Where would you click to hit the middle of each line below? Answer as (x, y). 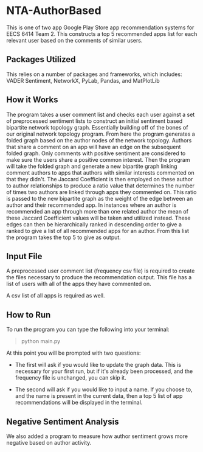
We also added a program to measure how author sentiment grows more (97, 436)
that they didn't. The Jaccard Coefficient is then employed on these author (100, 179)
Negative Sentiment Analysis (63, 421)
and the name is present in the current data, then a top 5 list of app (99, 396)
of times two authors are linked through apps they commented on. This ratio (101, 192)
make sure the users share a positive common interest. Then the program (98, 159)
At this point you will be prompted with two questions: (74, 353)
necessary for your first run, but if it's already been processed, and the (104, 371)
